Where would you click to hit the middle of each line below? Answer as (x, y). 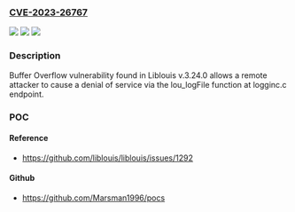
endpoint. (27, 94)
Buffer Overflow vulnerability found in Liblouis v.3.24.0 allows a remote (138, 75)
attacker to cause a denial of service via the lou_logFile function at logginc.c (148, 84)
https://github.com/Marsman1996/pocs (93, 198)
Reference (29, 138)
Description (35, 56)
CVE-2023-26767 (49, 12)
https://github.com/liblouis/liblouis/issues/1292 (107, 158)
